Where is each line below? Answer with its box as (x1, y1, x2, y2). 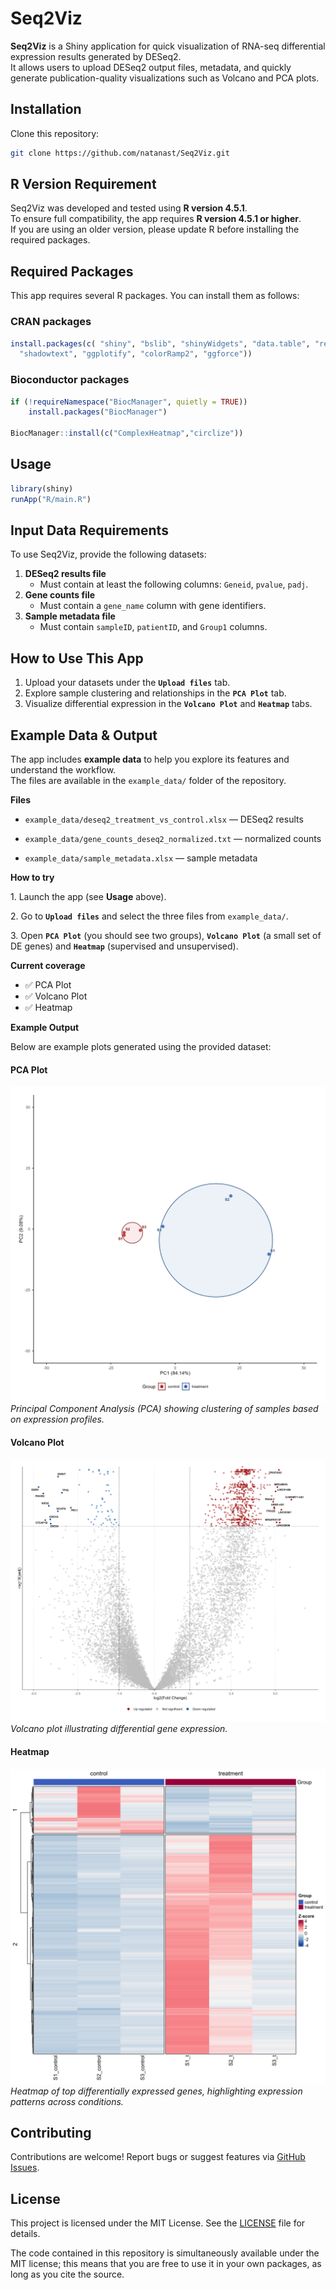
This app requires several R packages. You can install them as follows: (10, 290, 300, 302)
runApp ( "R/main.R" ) (10, 494, 92, 504)
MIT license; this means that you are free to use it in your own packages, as (10, 2258, 322, 2270)
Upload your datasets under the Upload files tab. (24, 677, 231, 689)
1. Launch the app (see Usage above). (10, 891, 167, 903)
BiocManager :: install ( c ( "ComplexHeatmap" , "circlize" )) (10, 428, 244, 439)
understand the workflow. (10, 764, 117, 776)
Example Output (10, 1022, 80, 1034)
